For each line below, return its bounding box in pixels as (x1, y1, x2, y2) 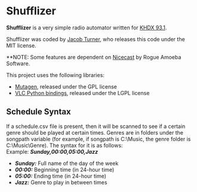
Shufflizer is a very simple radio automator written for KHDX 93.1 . (6, 24, 167, 31)
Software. (6, 60, 30, 67)
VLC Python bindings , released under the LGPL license (14, 89, 150, 96)
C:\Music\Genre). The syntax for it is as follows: (6, 142, 124, 149)
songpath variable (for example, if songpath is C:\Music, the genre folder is (6, 135, 191, 142)
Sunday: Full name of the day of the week (14, 160, 119, 167)
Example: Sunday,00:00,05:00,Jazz (6, 148, 98, 155)
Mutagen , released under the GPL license (14, 83, 118, 90)
